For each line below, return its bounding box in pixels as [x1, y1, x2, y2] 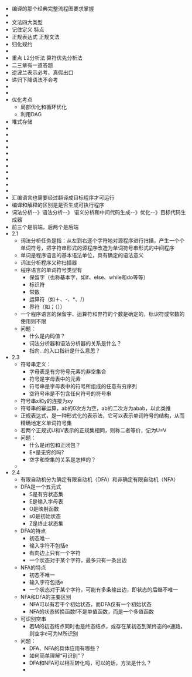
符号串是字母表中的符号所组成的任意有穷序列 [29, 383, 138, 389]
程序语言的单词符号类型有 [20, 267, 83, 273]
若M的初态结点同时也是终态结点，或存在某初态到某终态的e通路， [29, 623, 186, 629]
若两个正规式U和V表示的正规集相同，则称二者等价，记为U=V [20, 427, 167, 433]
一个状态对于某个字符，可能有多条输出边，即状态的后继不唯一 [29, 586, 179, 593]
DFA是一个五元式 [20, 483, 61, 490]
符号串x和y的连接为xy [20, 398, 73, 404]
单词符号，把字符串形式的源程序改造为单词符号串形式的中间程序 [20, 244, 174, 251]
